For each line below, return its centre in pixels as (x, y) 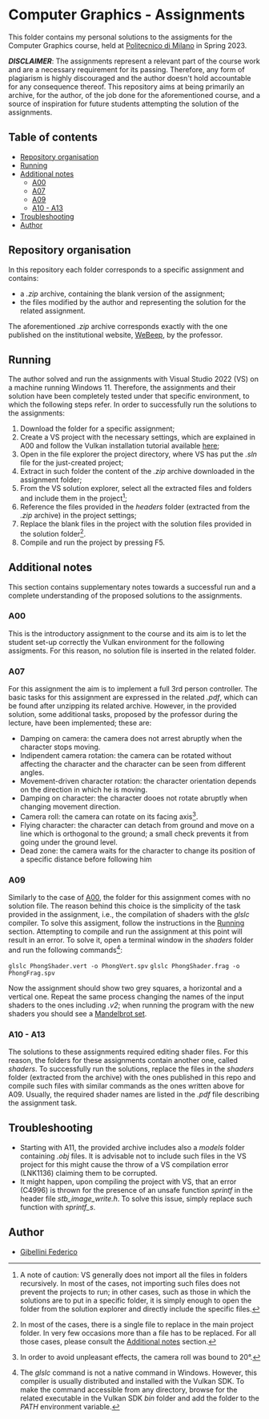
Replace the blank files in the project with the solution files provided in (136, 524)
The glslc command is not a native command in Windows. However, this (139, 1372)
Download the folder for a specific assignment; (97, 429)
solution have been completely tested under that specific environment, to (129, 396)
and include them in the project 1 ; (74, 497)
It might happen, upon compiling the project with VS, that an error (128, 1182)
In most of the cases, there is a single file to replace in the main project (137, 1324)
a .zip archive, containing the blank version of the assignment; (122, 294)
